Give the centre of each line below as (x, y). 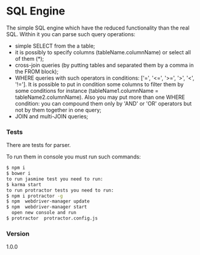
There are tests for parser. (38, 145)
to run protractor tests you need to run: (60, 190)
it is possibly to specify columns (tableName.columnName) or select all (103, 52)
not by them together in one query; (58, 110)
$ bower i (19, 174)
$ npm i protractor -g (35, 196)
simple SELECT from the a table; (55, 46)
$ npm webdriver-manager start (47, 207)
